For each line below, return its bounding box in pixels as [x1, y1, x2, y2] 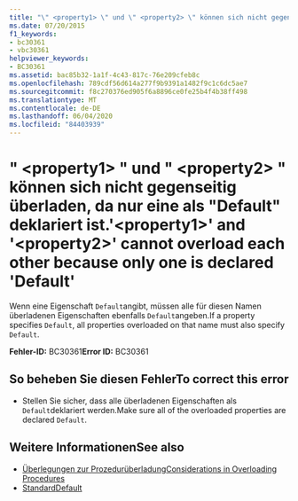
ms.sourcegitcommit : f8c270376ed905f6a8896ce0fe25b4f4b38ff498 [9, 87, 248, 96]
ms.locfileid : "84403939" [9, 121, 105, 129]
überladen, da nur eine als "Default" [9, 196, 281, 216]
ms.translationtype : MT [9, 95, 98, 105]
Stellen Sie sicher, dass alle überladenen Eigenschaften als [21, 395, 238, 406]
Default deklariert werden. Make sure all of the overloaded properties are [21, 404, 286, 415]
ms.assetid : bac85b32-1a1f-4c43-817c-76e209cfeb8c [9, 71, 200, 80]
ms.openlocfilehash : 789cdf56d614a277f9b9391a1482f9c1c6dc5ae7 [9, 79, 248, 88]
